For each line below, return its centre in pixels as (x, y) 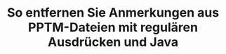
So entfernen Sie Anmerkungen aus (113, 13)
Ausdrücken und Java (113, 42)
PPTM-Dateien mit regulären (113, 27)
